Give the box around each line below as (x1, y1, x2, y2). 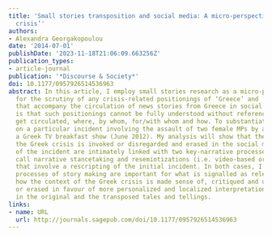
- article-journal (8, 65, 70, 73)
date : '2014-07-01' (8, 42, 74, 50)
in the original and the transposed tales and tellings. (15, 192, 212, 201)
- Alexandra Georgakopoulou (8, 34, 104, 43)
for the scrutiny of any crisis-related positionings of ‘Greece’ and (15, 95, 259, 103)
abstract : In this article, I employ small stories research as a (8, 87, 237, 96)
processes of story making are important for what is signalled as (15, 170, 249, 178)
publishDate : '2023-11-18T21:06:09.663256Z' (8, 49, 161, 58)
